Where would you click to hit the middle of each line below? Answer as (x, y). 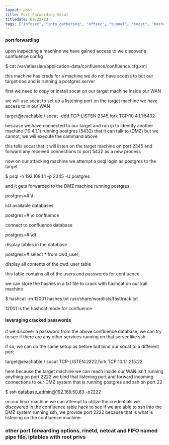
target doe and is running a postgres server (50, 82)
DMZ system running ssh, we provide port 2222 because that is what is (79, 412)
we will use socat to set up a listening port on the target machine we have (81, 101)
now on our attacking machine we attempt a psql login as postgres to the (81, 161)
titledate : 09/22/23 (27, 19)
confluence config (24, 56)
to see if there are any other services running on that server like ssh (75, 337)
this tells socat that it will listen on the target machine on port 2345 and (79, 146)
